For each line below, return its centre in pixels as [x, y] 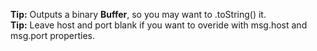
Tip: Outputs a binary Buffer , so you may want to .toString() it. [138, 14]
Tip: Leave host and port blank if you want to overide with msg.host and [159, 25]
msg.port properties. [53, 35]
